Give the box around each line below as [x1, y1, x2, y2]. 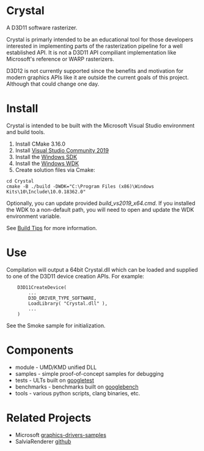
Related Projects [6, 411, 92, 425]
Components [6, 343, 74, 357]
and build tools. [6, 128, 45, 135]
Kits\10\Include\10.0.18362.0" [6, 188, 86, 195]
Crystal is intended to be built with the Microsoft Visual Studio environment [6, 122, 195, 129]
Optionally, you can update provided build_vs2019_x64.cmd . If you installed [6, 199, 195, 207]
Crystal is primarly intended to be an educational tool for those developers [6, 35, 194, 43]
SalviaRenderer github [15, 438, 71, 445]
